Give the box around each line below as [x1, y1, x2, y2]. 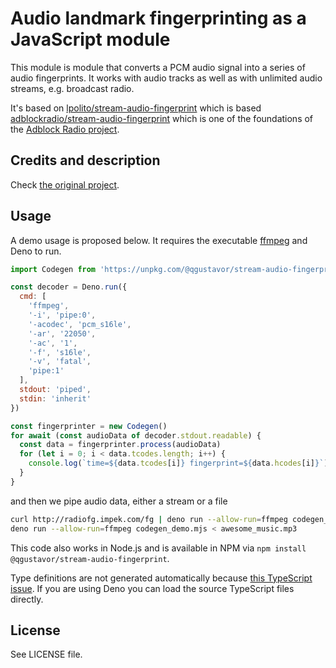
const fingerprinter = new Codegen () [10, 421, 168, 431]
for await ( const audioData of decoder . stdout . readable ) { [10, 430, 262, 441]
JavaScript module [10, 28, 171, 51]
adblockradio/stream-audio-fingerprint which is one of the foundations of [10, 112, 314, 124]
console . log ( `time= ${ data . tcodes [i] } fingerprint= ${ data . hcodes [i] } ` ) [28, 458, 329, 469]
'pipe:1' [28, 366, 65, 376]
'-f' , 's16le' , [28, 347, 92, 357]
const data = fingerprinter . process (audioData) [19, 440, 222, 450]
